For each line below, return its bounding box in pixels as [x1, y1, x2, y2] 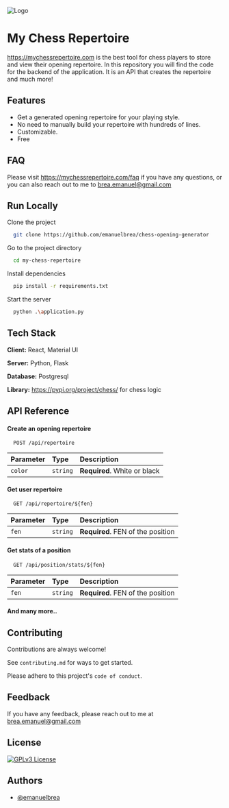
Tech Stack [7, 328, 56, 339]
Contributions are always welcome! [7, 645, 107, 654]
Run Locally [7, 199, 58, 212]
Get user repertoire [7, 485, 63, 493]
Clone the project [7, 218, 56, 226]
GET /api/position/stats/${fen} [13, 561, 106, 568]
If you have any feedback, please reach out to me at [7, 709, 154, 718]
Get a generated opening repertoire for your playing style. [16, 113, 180, 121]
